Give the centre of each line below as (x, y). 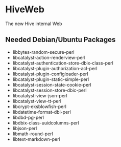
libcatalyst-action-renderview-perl (49, 57)
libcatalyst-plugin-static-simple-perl (51, 79)
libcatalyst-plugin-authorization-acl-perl (55, 68)
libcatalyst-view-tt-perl (37, 101)
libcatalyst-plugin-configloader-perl (50, 74)
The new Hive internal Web (34, 24)
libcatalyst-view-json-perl (40, 95)
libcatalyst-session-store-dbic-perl (50, 90)
